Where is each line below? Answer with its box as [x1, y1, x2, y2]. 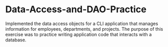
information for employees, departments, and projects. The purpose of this [5, 26, 163, 32]
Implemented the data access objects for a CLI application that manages [5, 20, 158, 27]
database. [5, 37, 27, 43]
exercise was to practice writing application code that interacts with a [5, 31, 152, 37]
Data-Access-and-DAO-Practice [5, 4, 147, 15]
